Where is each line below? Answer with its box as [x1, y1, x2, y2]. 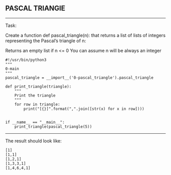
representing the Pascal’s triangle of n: [5, 38, 87, 44]
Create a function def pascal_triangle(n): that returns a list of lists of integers [5, 32, 166, 38]
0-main [5, 66, 19, 71]
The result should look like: [5, 137, 62, 144]
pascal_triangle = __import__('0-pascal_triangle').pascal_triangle [5, 75, 154, 80]
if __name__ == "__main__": [5, 120, 65, 125]
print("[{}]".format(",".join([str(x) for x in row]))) [23, 106, 145, 111]
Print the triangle [14, 93, 56, 98]
